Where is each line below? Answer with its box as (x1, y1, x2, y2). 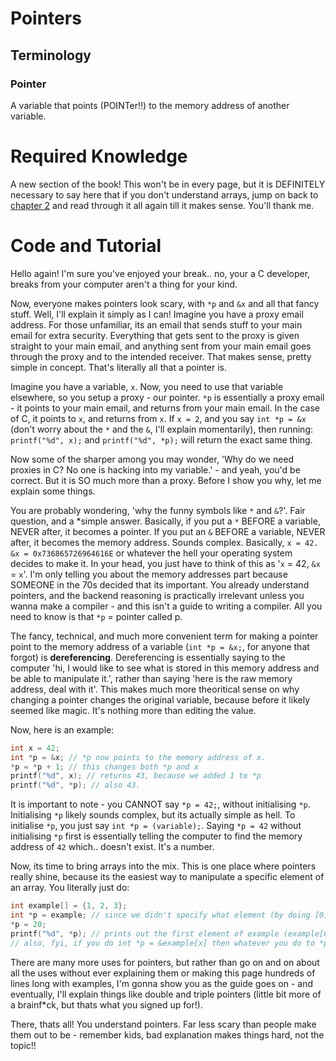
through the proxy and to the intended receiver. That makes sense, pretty (10, 350, 312, 362)
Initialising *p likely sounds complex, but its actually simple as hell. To (10, 809, 296, 821)
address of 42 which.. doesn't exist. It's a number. (10, 841, 215, 853)
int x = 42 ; (10, 743, 60, 753)
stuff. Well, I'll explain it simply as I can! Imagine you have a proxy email (10, 308, 304, 320)
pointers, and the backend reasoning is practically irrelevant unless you (10, 589, 305, 601)
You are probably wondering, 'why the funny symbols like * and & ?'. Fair (10, 504, 306, 516)
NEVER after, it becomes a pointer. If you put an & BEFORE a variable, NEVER (10, 525, 326, 537)
